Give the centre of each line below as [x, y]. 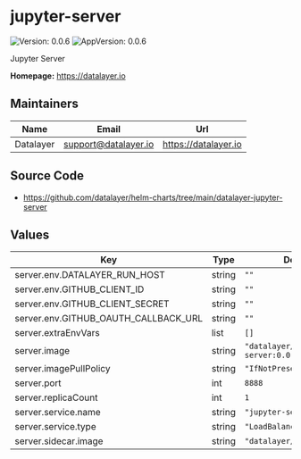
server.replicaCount [56, 397]
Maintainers [45, 104]
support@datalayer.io [109, 144]
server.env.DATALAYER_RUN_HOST [90, 275]
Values [30, 234]
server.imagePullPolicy [63, 369]
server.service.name [58, 413]
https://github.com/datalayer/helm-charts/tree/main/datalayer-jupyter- [153, 197]
